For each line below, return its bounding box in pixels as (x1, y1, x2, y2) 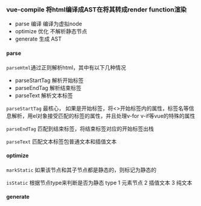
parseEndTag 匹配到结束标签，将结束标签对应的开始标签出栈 (6, 125, 154, 132)
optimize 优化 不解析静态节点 (14, 28, 88, 35)
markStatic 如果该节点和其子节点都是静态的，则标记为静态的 (6, 166, 157, 173)
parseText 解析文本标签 (14, 92, 74, 99)
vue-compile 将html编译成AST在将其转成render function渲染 (6, 5, 187, 13)
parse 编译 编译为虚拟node (14, 20, 83, 28)
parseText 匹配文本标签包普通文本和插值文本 (6, 138, 117, 145)
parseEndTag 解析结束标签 (14, 84, 81, 91)
